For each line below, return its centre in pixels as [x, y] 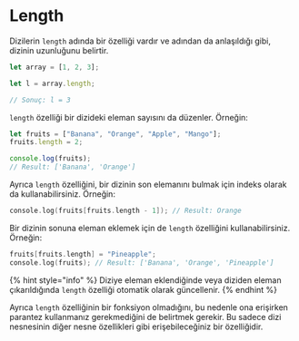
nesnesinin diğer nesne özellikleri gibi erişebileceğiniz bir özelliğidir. [136, 326]
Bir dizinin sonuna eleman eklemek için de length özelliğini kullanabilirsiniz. [150, 228]
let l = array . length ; [52, 83]
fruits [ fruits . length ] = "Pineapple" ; [83, 254]
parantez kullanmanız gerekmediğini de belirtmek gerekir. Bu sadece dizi [145, 317]
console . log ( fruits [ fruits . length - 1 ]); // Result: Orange [126, 211]
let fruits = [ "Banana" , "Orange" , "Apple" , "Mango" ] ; [115, 134]
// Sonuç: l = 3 [40, 100]
